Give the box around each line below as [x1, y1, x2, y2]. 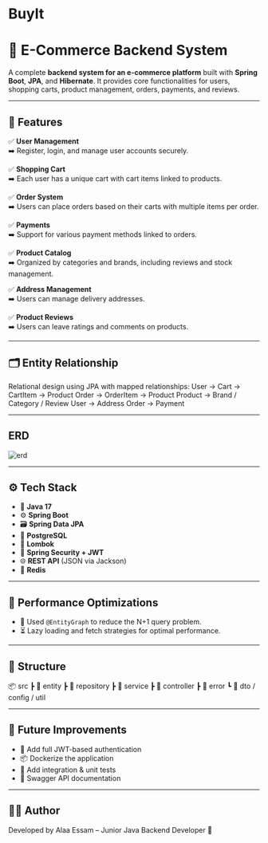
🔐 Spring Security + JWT [19, 548, 104, 557]
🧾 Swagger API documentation [19, 773, 121, 782]
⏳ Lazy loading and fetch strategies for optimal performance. [19, 626, 221, 636]
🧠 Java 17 [19, 502, 52, 511]
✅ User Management [8, 136, 80, 146]
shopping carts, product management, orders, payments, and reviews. [8, 85, 240, 94]
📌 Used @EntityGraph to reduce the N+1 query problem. [19, 617, 202, 627]
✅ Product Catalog [8, 248, 72, 258]
